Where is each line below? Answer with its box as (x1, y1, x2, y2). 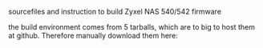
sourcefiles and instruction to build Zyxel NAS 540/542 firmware (8, 7, 222, 16)
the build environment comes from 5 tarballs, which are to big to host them (8, 22, 255, 31)
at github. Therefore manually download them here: (8, 31, 178, 40)
